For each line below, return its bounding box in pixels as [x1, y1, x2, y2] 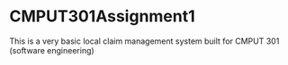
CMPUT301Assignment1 [9, 6, 195, 27]
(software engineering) [9, 45, 94, 55]
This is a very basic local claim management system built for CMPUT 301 [9, 36, 280, 46]
